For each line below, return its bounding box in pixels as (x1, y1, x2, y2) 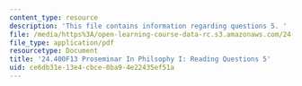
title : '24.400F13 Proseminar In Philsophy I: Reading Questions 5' (9, 55, 271, 64)
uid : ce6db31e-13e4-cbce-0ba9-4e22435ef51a (9, 64, 175, 73)
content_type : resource (9, 13, 99, 22)
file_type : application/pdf (9, 38, 115, 47)
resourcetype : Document (9, 47, 99, 56)
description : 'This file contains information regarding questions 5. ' (9, 21, 288, 30)
